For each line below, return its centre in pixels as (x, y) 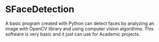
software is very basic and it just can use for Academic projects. (73, 34)
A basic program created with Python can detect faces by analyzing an (80, 23)
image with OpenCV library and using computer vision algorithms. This (79, 28)
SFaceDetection (40, 9)
